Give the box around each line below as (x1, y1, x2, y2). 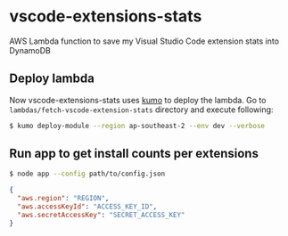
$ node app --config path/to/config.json (9, 169, 166, 179)
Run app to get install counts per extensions (9, 146, 259, 161)
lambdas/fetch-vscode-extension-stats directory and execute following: (9, 104, 274, 115)
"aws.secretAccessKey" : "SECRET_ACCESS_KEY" (17, 210, 185, 219)
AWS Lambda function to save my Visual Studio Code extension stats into (9, 36, 279, 46)
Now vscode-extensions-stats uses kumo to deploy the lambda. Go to (9, 94, 267, 105)
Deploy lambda (9, 71, 95, 86)
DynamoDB (9, 45, 52, 55)
